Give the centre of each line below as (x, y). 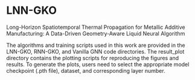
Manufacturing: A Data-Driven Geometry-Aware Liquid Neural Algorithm (96, 33)
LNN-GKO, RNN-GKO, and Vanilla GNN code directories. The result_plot (95, 51)
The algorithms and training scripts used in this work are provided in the (96, 45)
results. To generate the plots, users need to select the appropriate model (98, 64)
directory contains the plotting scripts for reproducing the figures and (93, 58)
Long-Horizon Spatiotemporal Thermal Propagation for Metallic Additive (96, 27)
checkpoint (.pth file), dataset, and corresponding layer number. (86, 70)
